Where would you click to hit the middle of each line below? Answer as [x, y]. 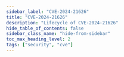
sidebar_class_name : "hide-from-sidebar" [58, 34]
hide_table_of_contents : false [45, 28]
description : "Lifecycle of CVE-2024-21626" [62, 23]
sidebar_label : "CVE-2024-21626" [48, 12]
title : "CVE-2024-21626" [37, 17]
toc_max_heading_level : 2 [38, 39]
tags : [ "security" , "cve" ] [40, 45]
